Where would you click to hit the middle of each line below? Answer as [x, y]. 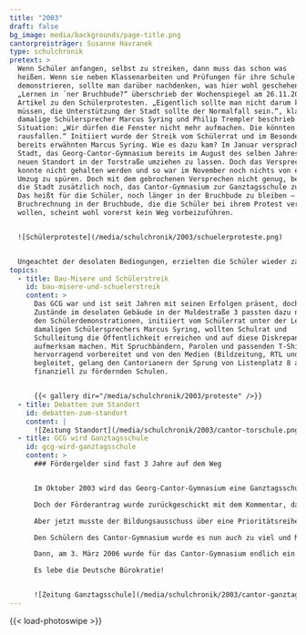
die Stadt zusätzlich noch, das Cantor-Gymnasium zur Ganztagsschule [152, 188]
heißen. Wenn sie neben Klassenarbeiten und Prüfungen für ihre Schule [157, 77]
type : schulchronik [46, 52]
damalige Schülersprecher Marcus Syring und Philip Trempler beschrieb [157, 119]
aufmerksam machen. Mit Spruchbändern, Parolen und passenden [154, 346]
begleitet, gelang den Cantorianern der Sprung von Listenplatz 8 [162, 364]
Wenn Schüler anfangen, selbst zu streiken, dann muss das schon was [152, 69]
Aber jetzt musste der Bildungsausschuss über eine [133, 521]
